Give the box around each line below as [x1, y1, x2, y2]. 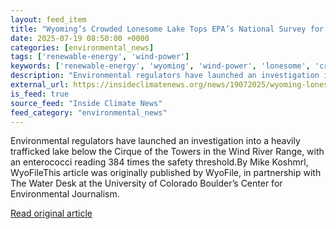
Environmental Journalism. [10, 188, 120, 200]
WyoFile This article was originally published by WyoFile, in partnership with [10, 167, 322, 179]
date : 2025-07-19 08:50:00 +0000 [10, 33, 150, 43]
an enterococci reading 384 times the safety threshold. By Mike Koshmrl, [10, 156, 309, 168]
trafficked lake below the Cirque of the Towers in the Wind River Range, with [10, 146, 325, 158]
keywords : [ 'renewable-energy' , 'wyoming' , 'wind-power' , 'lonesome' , [10, 61, 311, 71]
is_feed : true [10, 89, 70, 99]
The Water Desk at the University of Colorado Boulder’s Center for [10, 177, 283, 190]
